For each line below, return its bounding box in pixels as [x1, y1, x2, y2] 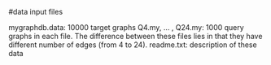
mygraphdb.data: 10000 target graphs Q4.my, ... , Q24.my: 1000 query [8, 23, 244, 32]
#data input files [8, 7, 63, 16]
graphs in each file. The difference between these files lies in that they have [8, 32, 263, 41]
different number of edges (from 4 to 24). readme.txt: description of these [8, 40, 258, 50]
